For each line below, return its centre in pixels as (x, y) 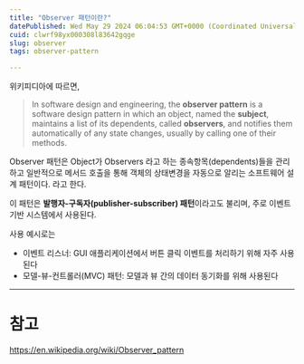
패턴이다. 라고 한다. (52, 184)
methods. (49, 143)
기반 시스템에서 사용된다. (53, 215)
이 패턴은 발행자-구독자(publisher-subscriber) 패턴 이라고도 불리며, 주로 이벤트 (150, 204)
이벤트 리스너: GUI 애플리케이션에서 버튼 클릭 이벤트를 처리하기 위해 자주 (150, 254)
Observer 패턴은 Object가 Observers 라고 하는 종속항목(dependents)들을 (142, 162)
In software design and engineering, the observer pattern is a (147, 104)
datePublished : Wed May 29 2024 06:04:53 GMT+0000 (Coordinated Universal (153, 26)
